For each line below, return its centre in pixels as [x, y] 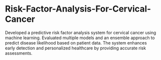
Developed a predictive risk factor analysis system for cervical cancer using [80, 32]
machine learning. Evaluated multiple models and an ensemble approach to [80, 38]
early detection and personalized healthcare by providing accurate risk [75, 48]
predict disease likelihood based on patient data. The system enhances [76, 43]
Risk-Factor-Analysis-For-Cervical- [78, 9]
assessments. [19, 53]
